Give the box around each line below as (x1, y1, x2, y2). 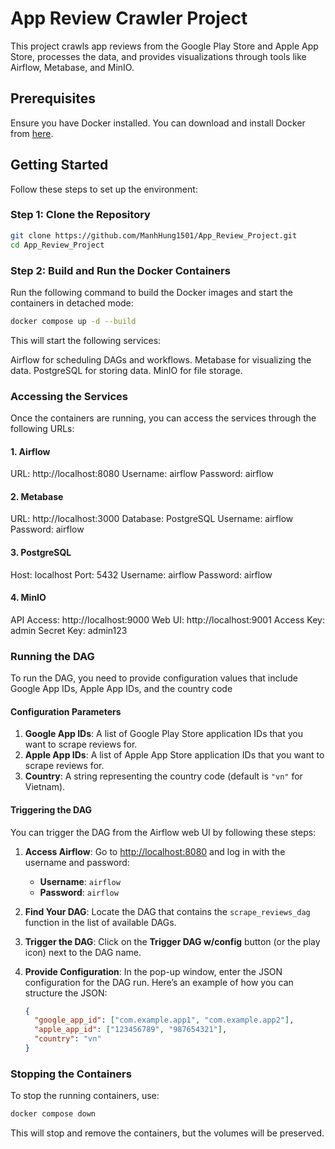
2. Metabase (10, 490, 64, 502)
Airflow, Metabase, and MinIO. (10, 61, 135, 73)
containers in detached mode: (10, 297, 134, 309)
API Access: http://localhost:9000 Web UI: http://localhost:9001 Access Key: (10, 613, 326, 626)
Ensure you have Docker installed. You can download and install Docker (10, 117, 306, 129)
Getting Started (10, 157, 109, 174)
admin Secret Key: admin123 (10, 624, 128, 636)
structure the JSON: (24, 987, 108, 999)
